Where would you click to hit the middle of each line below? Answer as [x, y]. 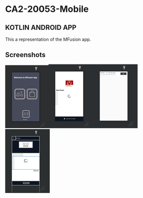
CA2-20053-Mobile [47, 9]
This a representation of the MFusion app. [48, 39]
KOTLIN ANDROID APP [41, 28]
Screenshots [25, 55]
